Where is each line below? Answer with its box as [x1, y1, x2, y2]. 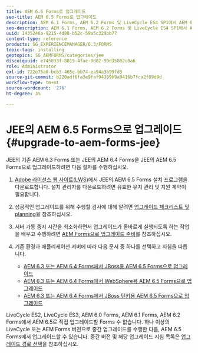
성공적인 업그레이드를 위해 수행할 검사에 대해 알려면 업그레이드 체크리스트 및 [14, 203, 190, 210]
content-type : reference [6, 36, 67, 42]
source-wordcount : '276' [6, 85, 67, 91]
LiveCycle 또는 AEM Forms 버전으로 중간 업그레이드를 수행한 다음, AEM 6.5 [6, 325, 181, 332]
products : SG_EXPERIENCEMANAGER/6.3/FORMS [6, 42, 112, 48]
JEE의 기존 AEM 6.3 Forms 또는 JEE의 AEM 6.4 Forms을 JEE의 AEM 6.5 [6, 156, 177, 163]
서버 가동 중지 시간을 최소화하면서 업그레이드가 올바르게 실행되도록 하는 [14, 223, 179, 230]
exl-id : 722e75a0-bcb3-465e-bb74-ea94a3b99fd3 [6, 69, 123, 75]
